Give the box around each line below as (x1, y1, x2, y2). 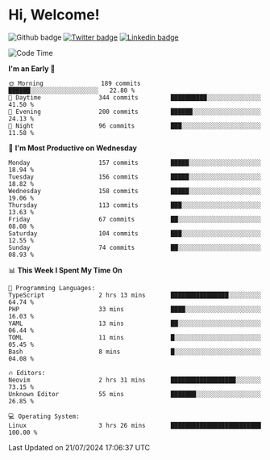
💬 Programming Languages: (8, 284, 95, 292)
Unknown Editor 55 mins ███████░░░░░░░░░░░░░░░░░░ (8, 390, 262, 398)
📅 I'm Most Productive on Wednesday (8, 143, 137, 153)
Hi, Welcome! (8, 6, 100, 24)
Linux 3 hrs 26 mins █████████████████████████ (8, 421, 262, 429)
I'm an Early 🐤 (8, 63, 56, 74)
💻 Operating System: (8, 412, 81, 420)
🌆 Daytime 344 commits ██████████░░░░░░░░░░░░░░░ (8, 93, 262, 102)
